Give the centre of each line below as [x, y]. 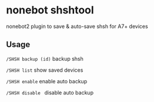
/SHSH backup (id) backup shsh [45, 58]
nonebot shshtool [50, 10]
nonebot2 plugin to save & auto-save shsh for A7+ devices [77, 26]
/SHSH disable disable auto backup [50, 92]
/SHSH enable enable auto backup [47, 81]
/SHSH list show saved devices [45, 70]
